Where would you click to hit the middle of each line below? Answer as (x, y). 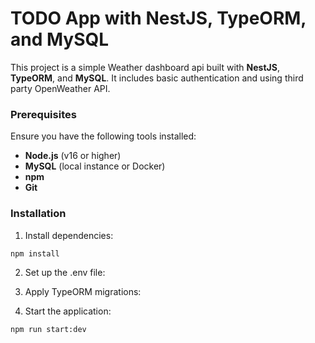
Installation (38, 214)
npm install (35, 253)
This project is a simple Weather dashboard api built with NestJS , (145, 67)
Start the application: (68, 311)
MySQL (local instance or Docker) (95, 166)
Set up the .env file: (65, 273)
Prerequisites (43, 114)
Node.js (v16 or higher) (73, 156)
